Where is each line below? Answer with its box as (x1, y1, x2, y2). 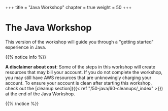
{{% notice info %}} (5, 54, 47, 60)
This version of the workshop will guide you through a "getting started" (5, 39, 154, 45)
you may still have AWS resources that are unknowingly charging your (5, 75, 152, 81)
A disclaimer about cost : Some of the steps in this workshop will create (5, 63, 156, 70)
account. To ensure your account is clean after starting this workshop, (5, 80, 152, 86)
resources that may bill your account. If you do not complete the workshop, (5, 69, 163, 75)
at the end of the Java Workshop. (5, 91, 75, 97)
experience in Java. (5, 44, 47, 50)
